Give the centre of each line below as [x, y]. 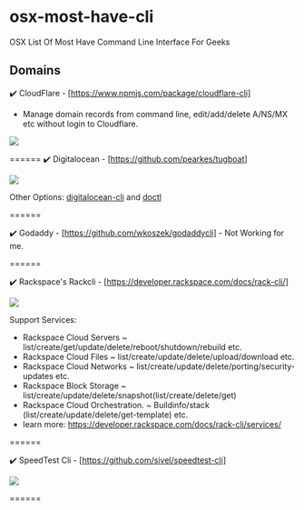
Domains [35, 70]
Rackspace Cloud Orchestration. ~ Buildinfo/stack [116, 405]
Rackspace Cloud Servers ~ [75, 337]
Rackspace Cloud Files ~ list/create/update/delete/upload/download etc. [158, 356]
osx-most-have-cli [82, 17]
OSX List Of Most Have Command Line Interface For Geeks [120, 42]
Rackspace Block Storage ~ [74, 385]
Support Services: [43, 319]
